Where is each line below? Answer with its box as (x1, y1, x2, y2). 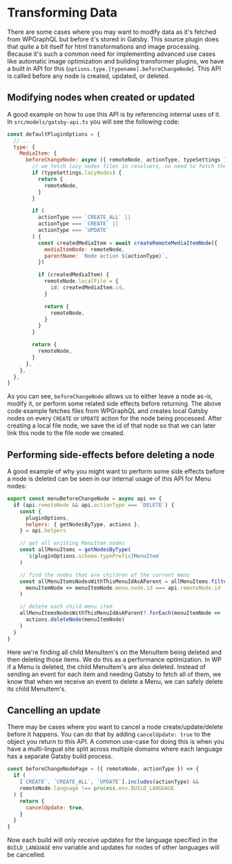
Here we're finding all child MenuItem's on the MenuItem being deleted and (7, 648, 222, 656)
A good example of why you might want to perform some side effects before (7, 468, 225, 476)
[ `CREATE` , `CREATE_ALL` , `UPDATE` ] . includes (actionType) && (19, 778, 199, 785)
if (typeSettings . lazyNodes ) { (32, 169, 122, 176)
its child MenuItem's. (7, 684, 67, 693)
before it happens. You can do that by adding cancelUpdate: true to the (7, 730, 211, 738)
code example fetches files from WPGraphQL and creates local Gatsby (7, 407, 209, 415)
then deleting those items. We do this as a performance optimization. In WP (7, 655, 222, 664)
